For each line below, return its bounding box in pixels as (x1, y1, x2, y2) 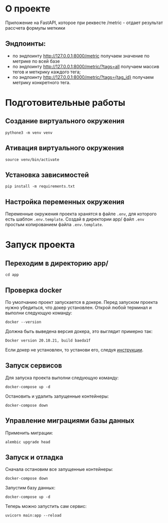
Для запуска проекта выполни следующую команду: (5, 375, 119, 381)
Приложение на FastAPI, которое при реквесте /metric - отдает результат (5, 20, 163, 26)
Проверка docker (5, 286, 62, 294)
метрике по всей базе (12, 58, 60, 64)
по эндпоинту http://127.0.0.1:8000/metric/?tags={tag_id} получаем (12, 74, 154, 80)
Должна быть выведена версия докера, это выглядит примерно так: (5, 328, 153, 334)
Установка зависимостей (5, 170, 89, 179)
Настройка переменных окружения (5, 198, 124, 206)
